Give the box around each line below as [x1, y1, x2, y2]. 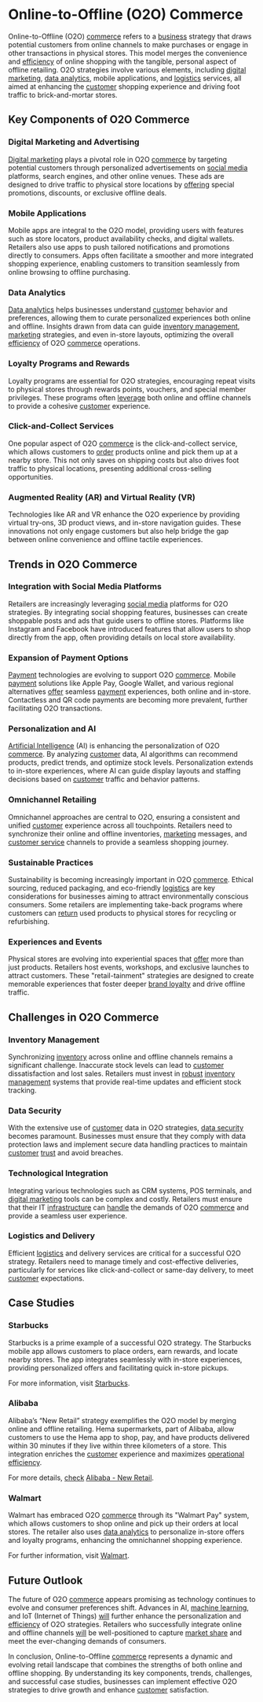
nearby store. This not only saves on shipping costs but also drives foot [8, 455, 239, 465]
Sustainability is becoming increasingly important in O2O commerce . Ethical [8, 874, 254, 884]
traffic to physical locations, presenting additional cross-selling [8, 463, 212, 473]
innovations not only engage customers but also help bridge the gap [8, 526, 229, 536]
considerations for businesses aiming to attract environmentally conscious [8, 892, 249, 901]
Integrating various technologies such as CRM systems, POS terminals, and [8, 1185, 253, 1195]
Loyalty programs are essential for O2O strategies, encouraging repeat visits [8, 376, 256, 385]
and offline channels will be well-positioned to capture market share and [8, 1628, 242, 1637]
